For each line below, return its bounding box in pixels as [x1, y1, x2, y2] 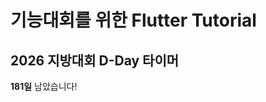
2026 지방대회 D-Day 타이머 [10, 52, 180, 69]
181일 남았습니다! [10, 81, 78, 92]
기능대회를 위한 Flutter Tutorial [10, 9, 257, 32]
